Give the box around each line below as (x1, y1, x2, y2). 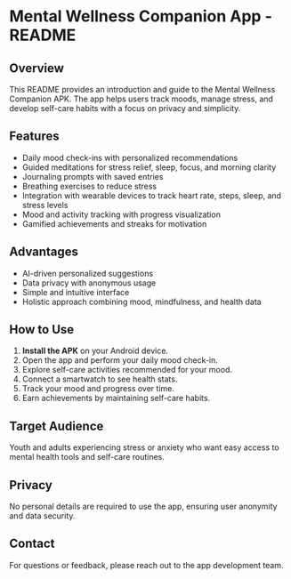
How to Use (9, 322, 75, 337)
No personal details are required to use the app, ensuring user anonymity (9, 501, 278, 512)
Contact (9, 536, 55, 551)
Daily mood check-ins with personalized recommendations (21, 152, 238, 163)
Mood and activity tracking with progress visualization (21, 209, 221, 220)
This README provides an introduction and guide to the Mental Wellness (9, 84, 276, 94)
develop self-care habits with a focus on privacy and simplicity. (9, 103, 241, 113)
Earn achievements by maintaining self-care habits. (21, 393, 211, 404)
